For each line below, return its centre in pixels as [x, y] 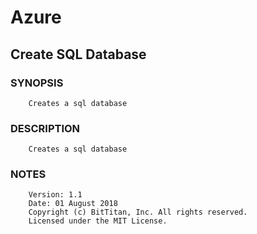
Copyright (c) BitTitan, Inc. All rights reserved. [138, 212]
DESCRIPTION [45, 128]
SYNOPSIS [37, 83]
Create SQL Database [78, 54]
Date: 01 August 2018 [73, 204]
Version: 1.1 [55, 195]
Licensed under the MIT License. [98, 221]
